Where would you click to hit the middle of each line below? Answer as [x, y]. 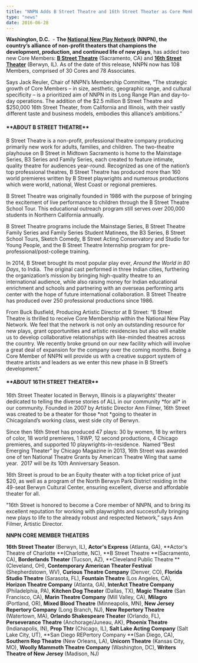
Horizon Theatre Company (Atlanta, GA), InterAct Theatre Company [90, 584]
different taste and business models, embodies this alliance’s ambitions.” [94, 114]
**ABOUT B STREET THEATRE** [48, 127]
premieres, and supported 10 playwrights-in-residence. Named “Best [90, 444]
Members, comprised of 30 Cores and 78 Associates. [71, 71]
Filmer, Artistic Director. [35, 523]
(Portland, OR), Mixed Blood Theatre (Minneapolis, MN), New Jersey [90, 603]
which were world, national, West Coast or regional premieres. [82, 185]
